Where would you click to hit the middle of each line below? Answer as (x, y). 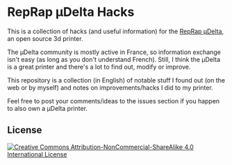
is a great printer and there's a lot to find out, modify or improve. (99, 67)
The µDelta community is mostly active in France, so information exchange (114, 52)
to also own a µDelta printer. (48, 108)
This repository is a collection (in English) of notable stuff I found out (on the (116, 80)
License (25, 130)
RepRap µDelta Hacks (71, 12)
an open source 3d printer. (45, 38)
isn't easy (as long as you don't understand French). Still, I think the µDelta (114, 59)
